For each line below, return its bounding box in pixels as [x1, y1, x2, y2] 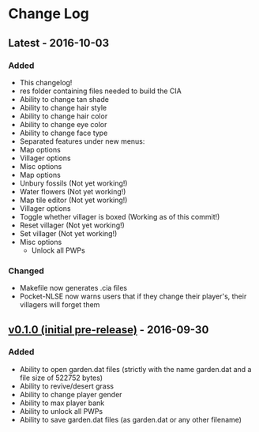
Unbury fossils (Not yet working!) [19, 178, 128, 188]
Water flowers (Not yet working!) [19, 186, 126, 196]
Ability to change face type [19, 128, 108, 137]
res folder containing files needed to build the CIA [19, 86, 182, 96]
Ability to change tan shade [19, 94, 109, 103]
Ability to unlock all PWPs [19, 406, 103, 415]
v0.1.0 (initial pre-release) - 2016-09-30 [8, 323, 209, 336]
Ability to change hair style [19, 103, 107, 112]
